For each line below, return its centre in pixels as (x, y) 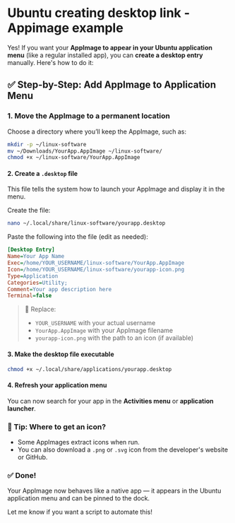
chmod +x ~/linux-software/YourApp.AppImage (74, 158)
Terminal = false (30, 296)
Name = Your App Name (36, 257)
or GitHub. (32, 457)
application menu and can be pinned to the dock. (79, 498)
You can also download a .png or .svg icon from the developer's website (122, 449)
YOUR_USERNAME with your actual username (95, 323)
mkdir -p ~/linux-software (47, 144)
